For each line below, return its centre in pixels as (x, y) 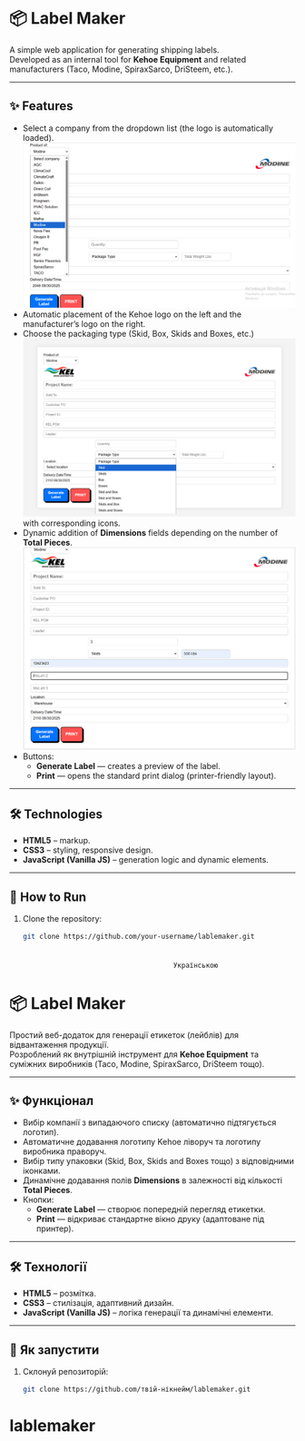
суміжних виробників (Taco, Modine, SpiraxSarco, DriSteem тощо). (137, 1063)
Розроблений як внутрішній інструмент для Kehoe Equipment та (134, 1054)
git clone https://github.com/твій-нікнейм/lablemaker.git (137, 1389)
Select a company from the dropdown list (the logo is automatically (148, 128)
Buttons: (38, 756)
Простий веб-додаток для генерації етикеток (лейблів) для (124, 1035)
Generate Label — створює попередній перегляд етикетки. (151, 1209)
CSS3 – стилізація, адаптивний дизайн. (98, 1303)
